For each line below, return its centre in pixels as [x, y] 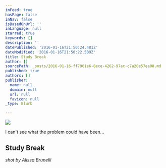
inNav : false [19, 19]
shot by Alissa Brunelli [28, 160]
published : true [22, 71]
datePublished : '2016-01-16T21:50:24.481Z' [52, 47]
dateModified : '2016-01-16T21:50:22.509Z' [50, 52]
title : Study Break [26, 57]
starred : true [20, 33]
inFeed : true [19, 10]
